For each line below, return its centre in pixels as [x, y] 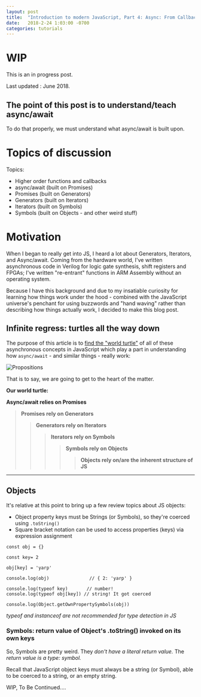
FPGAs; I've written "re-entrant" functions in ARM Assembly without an [94, 272]
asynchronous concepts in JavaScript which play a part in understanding [96, 349]
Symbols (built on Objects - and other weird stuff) [76, 212]
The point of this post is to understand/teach [91, 105]
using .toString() [37, 523]
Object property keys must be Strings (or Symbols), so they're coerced [102, 517]
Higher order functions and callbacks [60, 181]
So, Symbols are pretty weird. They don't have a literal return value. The [95, 651]
